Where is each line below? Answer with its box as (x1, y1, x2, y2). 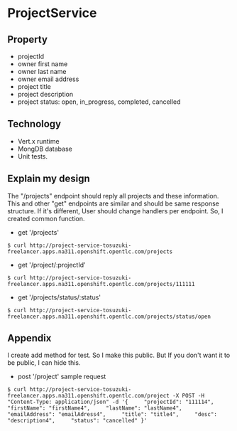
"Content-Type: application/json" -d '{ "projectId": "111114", (7, 398, 214, 406)
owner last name (17, 68, 67, 75)
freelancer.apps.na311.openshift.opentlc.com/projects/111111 (7, 280, 195, 287)
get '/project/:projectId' (17, 260, 87, 269)
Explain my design (7, 173, 90, 185)
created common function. (7, 214, 85, 223)
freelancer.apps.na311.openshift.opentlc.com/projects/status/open (7, 313, 211, 320)
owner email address (17, 75, 79, 83)
